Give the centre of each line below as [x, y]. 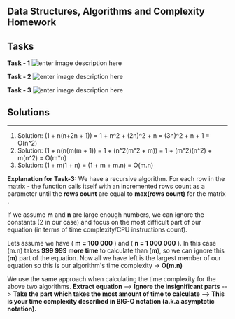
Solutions [29, 112]
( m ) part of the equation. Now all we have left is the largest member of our [114, 258]
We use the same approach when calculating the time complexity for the [112, 279]
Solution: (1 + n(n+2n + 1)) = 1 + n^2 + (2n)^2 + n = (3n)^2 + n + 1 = [113, 136]
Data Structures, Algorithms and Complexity [106, 12]
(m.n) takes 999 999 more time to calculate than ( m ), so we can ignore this [116, 250]
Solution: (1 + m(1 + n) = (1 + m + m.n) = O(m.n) [85, 165]
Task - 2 [19, 77]
